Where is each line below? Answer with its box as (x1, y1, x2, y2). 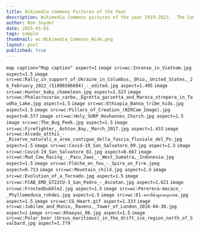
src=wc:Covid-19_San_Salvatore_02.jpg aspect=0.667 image (6, 149, 152, 155)
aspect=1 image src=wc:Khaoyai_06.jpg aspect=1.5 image (6, 209, 145, 216)
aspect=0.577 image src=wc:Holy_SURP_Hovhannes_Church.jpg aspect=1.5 (6, 113, 184, 119)
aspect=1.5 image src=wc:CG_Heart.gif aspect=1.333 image (6, 198, 151, 204)
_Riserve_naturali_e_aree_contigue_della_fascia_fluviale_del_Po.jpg (6, 136, 183, 142)
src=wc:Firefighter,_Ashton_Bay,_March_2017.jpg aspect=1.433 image (6, 126, 179, 131)
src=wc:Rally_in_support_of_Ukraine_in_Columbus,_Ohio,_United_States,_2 (6, 76, 193, 82)
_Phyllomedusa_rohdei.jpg (6, 192, 70, 198)
